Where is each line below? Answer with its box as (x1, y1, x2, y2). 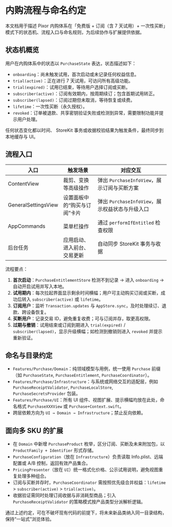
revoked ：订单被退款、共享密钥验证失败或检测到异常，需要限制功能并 (12, 110, 159, 116)
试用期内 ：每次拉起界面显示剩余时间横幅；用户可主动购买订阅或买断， (12, 289, 161, 296)
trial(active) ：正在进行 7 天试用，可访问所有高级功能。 (12, 78, 133, 84)
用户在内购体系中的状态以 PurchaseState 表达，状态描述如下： (5, 60, 137, 66)
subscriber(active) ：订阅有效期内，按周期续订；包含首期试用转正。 (12, 90, 158, 97)
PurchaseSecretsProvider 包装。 (12, 390, 81, 396)
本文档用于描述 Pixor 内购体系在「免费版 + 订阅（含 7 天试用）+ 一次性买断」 (5, 23, 166, 29)
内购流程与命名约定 (5, 5, 87, 16)
